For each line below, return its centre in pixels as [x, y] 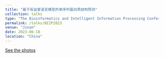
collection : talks [24, 14]
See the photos [20, 50]
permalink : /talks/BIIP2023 [34, 23]
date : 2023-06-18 [23, 32]
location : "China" [24, 37]
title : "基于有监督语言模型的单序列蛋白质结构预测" [51, 9]
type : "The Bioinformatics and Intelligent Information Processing [75, 18]
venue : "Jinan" [20, 28]
